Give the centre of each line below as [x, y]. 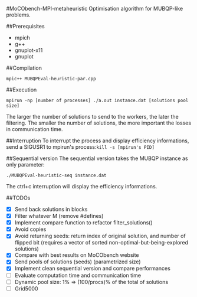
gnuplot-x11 [29, 50]
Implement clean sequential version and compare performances [93, 269]
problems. [18, 15]
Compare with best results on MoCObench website [77, 255]
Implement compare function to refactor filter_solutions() [83, 223]
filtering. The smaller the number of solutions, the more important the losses [99, 123]
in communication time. [35, 129]
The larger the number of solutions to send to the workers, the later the [92, 117]
